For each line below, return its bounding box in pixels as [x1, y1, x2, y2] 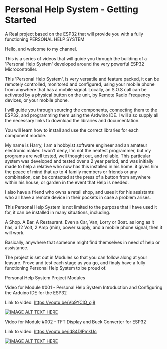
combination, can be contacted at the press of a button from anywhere [5, 174, 151, 180]
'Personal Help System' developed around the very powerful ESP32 [5, 61, 144, 67]
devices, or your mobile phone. [5, 97, 69, 103]
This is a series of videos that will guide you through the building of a [5, 55, 147, 61]
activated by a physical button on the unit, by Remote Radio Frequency [5, 92, 151, 98]
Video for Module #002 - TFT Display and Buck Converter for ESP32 [5, 319, 146, 325]
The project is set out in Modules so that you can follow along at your [5, 254, 148, 260]
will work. [5, 229, 25, 236]
